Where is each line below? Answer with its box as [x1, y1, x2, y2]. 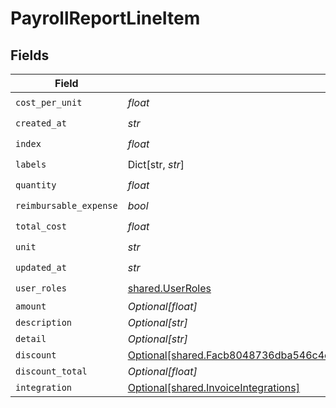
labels [15, 158, 47, 170]
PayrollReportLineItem [10, 7, 201, 30]
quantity [15, 179, 57, 191]
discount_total [15, 366, 88, 377]
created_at [15, 117, 67, 129]
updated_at [15, 262, 67, 273]
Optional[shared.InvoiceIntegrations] [127, 381, 301, 394]
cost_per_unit [15, 97, 83, 108]
